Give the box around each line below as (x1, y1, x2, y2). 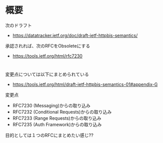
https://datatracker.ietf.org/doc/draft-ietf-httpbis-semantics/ (12, 32, 138, 38)
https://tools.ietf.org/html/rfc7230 (12, 53, 83, 59)
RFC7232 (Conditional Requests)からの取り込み (12, 109, 112, 115)
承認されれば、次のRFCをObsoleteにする (5, 42, 90, 49)
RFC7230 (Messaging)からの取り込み (12, 103, 91, 109)
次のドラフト (5, 22, 32, 28)
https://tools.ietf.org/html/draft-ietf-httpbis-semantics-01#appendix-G (12, 81, 158, 87)
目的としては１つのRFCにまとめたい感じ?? (5, 132, 94, 138)
